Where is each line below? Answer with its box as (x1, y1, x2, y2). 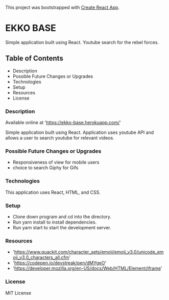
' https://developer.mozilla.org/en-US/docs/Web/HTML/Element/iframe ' (12, 265, 162, 271)
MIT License (5, 290, 32, 296)
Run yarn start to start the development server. (12, 224, 111, 230)
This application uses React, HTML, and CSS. (5, 189, 101, 195)
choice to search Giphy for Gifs (12, 165, 79, 171)
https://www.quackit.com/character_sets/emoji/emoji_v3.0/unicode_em (14, 249, 164, 255)
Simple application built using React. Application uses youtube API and (5, 129, 154, 135)
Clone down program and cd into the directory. (12, 213, 111, 219)
